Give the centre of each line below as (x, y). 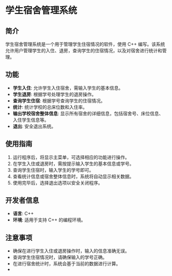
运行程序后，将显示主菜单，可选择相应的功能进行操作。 (71, 157)
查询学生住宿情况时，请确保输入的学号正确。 (60, 257)
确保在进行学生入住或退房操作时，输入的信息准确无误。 (71, 251)
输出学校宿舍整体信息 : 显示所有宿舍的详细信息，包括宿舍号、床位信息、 (88, 113)
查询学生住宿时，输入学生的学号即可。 (53, 170)
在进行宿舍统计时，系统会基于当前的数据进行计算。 (67, 264)
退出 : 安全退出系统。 (34, 126)
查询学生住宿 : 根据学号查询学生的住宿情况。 (59, 101)
